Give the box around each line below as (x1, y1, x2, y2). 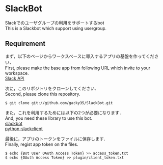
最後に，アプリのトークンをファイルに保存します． (5, 136, 108, 141)
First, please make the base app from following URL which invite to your (5, 65, 151, 71)
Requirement (5, 40, 46, 48)
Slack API (5, 75, 25, 81)
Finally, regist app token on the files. (5, 141, 79, 147)
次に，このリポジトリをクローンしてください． (5, 85, 99, 91)
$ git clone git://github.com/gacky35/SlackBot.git (5, 100, 113, 106)
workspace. (5, 70, 29, 76)
